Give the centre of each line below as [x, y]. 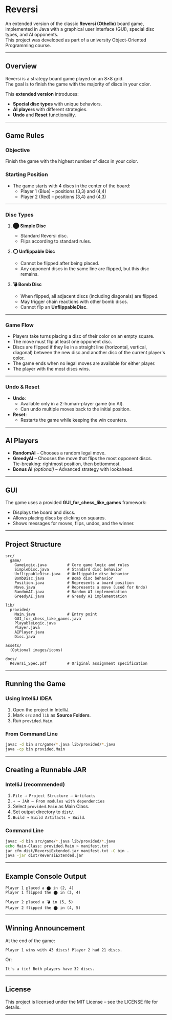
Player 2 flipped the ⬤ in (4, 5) [43, 908]
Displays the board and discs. [44, 512]
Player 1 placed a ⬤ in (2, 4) [40, 888]
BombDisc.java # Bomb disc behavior [64, 579]
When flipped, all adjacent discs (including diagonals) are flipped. [89, 296]
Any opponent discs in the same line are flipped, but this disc [85, 269]
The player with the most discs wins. [51, 369]
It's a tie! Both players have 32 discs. [50, 969]
